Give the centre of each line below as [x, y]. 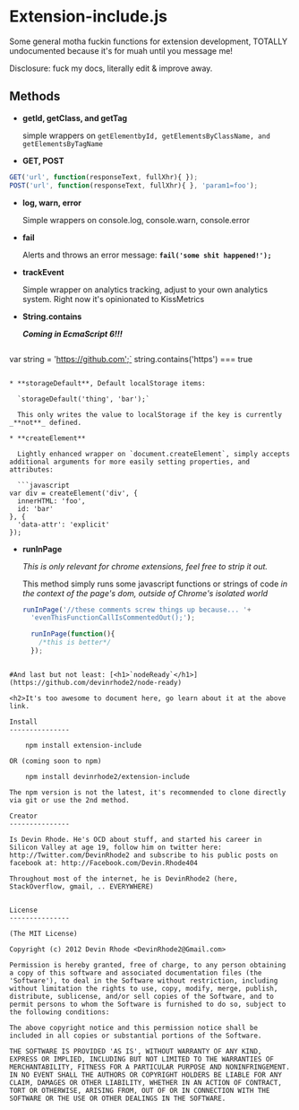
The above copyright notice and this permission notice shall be [133, 1028]
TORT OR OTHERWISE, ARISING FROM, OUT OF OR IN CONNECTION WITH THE [140, 1090]
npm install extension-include [84, 745]
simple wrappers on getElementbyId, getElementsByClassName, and [146, 135]
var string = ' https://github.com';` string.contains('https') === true [131, 359]
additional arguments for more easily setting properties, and [130, 462]
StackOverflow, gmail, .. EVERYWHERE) [81, 886]
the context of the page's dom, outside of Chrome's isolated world [145, 593]
